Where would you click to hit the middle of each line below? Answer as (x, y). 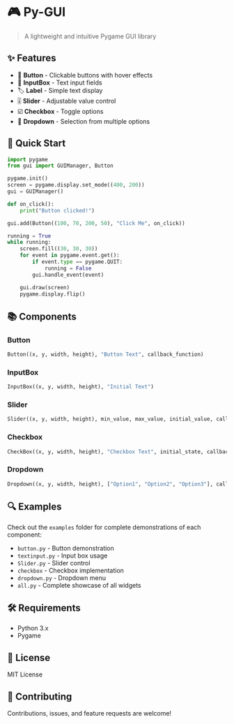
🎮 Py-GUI (37, 12)
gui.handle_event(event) (68, 275)
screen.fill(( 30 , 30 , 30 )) (59, 249)
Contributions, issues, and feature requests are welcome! (89, 713)
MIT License (25, 674)
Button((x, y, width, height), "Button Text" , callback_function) (106, 355)
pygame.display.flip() (53, 294)
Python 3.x (33, 628)
